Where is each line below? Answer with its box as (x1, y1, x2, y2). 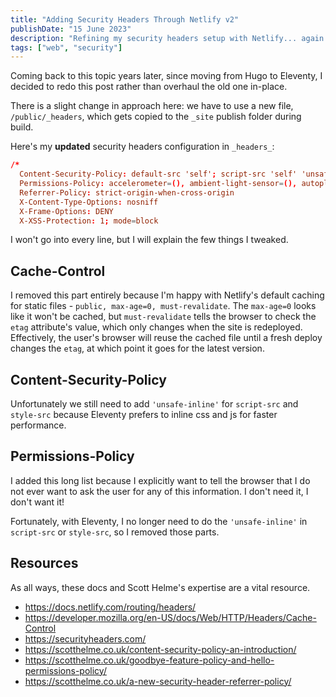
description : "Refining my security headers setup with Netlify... (10, 33, 298, 43)
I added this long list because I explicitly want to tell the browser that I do (10, 474, 311, 486)
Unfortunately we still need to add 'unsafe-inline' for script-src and (10, 398, 299, 410)
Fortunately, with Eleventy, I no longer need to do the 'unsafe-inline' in (10, 515, 308, 527)
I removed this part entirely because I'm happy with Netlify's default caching (10, 289, 325, 301)
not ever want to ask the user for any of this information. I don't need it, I (10, 485, 309, 497)
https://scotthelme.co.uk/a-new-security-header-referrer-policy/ (24, 675, 292, 687)
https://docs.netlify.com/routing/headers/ (24, 601, 197, 613)
